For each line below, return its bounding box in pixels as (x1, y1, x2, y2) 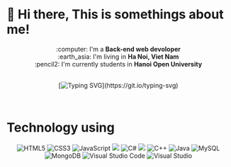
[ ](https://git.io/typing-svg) (58, 81, 179, 89)
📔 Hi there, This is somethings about (6, 6, 224, 23)
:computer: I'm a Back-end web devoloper (55, 45, 181, 53)
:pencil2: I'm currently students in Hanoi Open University (34, 59, 203, 68)
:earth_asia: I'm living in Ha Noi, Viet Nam (57, 52, 179, 61)
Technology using (6, 120, 115, 136)
